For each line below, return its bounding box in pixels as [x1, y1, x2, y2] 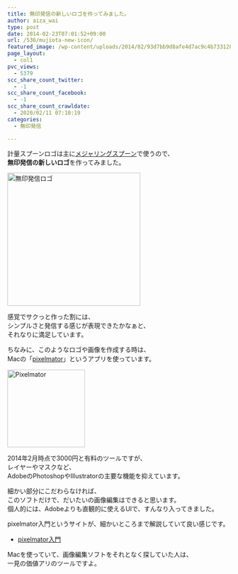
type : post [7, 23, 40, 31]
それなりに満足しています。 [7, 330, 88, 338]
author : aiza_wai [7, 17, 59, 24]
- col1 [13, 57, 33, 64]
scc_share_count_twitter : [7, 76, 84, 84]
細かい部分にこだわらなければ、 [7, 487, 101, 495]
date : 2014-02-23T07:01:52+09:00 [7, 30, 106, 38]
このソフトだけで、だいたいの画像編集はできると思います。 [7, 495, 181, 504]
